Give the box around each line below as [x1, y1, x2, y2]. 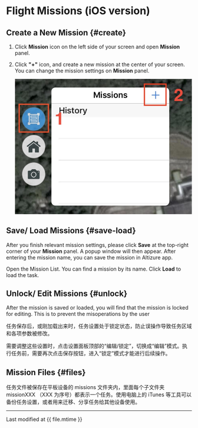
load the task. [6, 271, 39, 278]
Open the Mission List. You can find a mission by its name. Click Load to [6, 265, 181, 272]
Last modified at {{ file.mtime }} [6, 416, 82, 423]
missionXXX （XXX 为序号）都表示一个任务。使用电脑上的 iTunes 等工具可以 [6, 391, 192, 399]
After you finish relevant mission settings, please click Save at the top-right [6, 241, 189, 248]
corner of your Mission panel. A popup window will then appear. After [6, 248, 176, 255]
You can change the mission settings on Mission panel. [14, 67, 150, 74]
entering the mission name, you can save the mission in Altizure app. [6, 253, 173, 261]
